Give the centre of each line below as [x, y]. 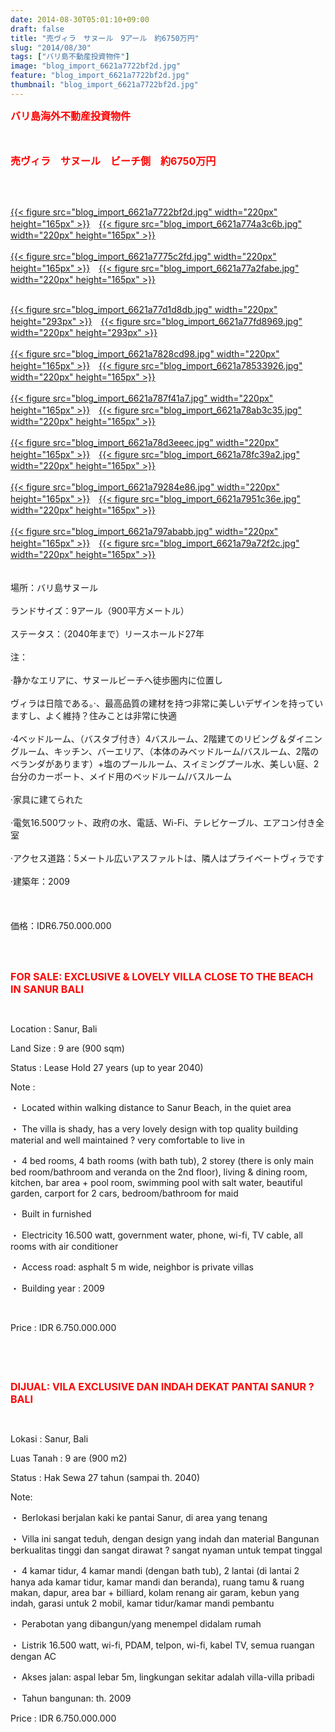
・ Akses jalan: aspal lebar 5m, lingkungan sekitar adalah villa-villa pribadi [162, 1677]
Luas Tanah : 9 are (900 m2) [69, 1458]
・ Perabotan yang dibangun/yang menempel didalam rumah [136, 1623]
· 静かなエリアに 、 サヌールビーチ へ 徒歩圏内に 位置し [116, 680]
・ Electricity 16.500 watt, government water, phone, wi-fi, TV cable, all [157, 1235]
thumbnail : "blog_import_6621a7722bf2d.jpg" [104, 85]
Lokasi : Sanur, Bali [49, 1438]
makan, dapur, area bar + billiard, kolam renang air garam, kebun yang [155, 1592]
